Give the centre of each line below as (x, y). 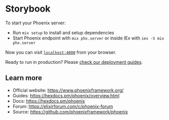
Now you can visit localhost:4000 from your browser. (61, 52)
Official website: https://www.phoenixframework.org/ (68, 90)
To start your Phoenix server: (35, 23)
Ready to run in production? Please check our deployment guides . (74, 62)
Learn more (24, 78)
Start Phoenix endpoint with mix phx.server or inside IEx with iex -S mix (88, 38)
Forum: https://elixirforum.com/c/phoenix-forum (63, 106)
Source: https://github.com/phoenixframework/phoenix (70, 111)
